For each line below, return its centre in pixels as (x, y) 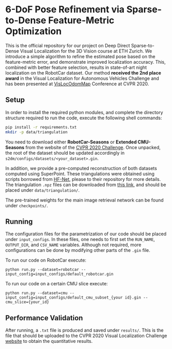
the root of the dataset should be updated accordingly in (65, 153)
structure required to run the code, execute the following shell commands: (84, 118)
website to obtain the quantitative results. (49, 341)
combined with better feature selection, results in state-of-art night (76, 67)
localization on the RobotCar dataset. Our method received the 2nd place (83, 72)
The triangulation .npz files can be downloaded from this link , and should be (86, 185)
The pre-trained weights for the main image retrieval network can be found (84, 200)
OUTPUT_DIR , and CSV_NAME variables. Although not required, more (73, 245)
